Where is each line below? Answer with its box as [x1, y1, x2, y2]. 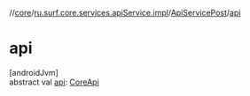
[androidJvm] [9, 67, 59, 78]
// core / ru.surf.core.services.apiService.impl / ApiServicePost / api [9, 8, 241, 18]
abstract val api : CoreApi [9, 77, 99, 87]
